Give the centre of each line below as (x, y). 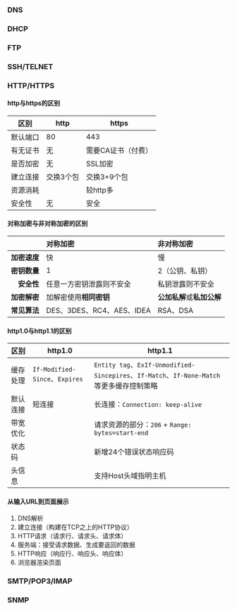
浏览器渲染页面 (39, 563)
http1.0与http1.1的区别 (39, 331)
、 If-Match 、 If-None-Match (175, 375)
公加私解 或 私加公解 (190, 298)
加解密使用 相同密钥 (78, 298)
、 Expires (67, 379)
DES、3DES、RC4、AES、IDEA (99, 310)
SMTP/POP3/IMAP (40, 581)
